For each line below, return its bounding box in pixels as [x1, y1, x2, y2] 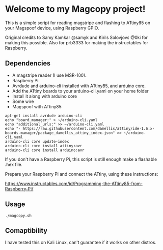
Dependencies [5, 59, 51, 67]
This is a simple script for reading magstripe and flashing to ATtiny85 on [5, 20, 151, 26]
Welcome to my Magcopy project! [5, 3, 146, 15]
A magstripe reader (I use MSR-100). [12, 72, 87, 78]
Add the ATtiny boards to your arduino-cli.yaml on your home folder [12, 88, 149, 94]
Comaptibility [5, 226, 48, 235]
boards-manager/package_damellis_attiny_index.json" [5, 130, 115, 135]
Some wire [12, 98, 34, 104]
